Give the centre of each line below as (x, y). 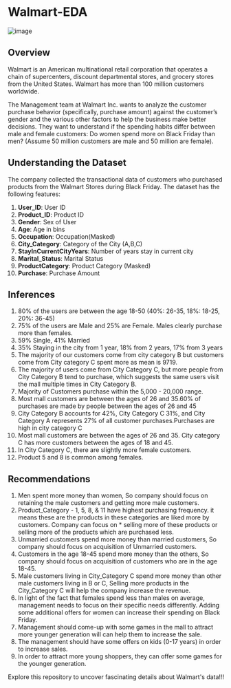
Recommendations (49, 479)
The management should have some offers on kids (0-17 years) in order (120, 642)
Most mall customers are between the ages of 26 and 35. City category (119, 436)
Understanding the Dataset (67, 163)
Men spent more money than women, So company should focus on (113, 495)
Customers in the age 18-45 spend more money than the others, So (113, 554)
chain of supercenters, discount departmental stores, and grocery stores (111, 76)
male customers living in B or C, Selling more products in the (103, 583)
